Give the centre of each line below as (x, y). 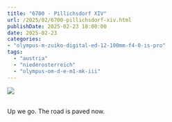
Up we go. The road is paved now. (56, 111)
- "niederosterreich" (45, 65)
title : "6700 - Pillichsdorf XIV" (57, 13)
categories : (24, 39)
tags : (15, 52)
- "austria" (31, 59)
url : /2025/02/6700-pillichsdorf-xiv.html (69, 20)
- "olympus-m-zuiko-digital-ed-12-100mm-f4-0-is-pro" (87, 45)
